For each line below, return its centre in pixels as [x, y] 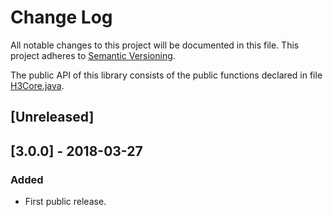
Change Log [61, 17]
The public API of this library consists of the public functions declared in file [166, 75]
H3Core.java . [37, 85]
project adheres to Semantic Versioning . [93, 55]
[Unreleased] [52, 117]
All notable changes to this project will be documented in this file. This [155, 45]
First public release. [65, 202]
